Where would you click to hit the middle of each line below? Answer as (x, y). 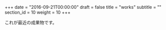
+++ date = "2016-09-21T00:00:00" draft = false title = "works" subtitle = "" (83, 7)
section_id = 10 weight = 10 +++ (38, 12)
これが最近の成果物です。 (31, 22)
